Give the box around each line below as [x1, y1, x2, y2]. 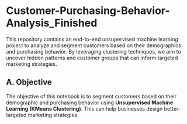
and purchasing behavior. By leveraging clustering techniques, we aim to [6, 48, 181, 55]
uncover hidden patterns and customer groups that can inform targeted [6, 54, 178, 61]
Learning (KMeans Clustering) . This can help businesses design [6, 105, 163, 112]
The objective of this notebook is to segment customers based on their [6, 93, 177, 100]
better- [164, 105, 181, 112]
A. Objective [6, 77, 53, 87]
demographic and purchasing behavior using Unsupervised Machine [6, 99, 174, 106]
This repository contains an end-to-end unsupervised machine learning [6, 36, 178, 42]
